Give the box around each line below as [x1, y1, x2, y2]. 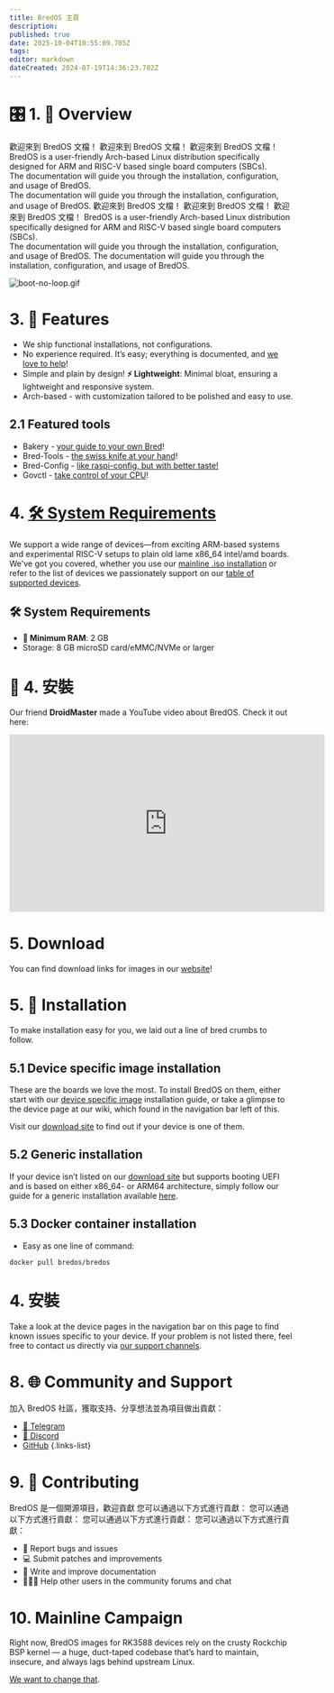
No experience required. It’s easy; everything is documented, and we [22, 348, 279, 359]
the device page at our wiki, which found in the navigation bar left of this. [9, 1103, 281, 1114]
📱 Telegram [22, 1421, 66, 1432]
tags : [9, 47, 30, 56]
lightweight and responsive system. [22, 380, 155, 392]
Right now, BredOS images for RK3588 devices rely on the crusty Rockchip [9, 1637, 288, 1648]
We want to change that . [9, 1674, 101, 1685]
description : [9, 22, 59, 31]
